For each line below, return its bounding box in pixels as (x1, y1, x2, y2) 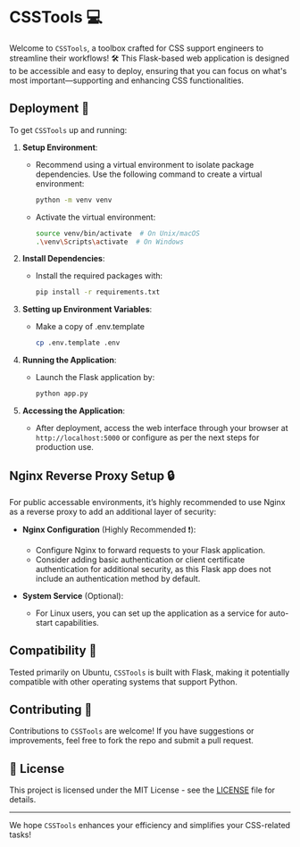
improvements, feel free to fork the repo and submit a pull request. (9, 735, 254, 746)
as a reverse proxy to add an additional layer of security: (9, 506, 217, 517)
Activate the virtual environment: (35, 212, 156, 222)
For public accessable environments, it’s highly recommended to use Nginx (9, 496, 286, 507)
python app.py (35, 389, 88, 398)
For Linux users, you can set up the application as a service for (35, 608, 268, 619)
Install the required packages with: (35, 270, 163, 281)
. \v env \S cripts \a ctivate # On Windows (35, 237, 185, 246)
